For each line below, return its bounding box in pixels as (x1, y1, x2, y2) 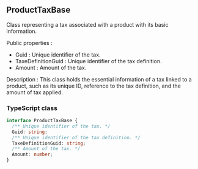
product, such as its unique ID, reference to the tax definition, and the (6, 82, 182, 89)
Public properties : (6, 39, 53, 46)
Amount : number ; (12, 151, 53, 157)
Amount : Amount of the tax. (15, 64, 87, 71)
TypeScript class (6, 103, 58, 112)
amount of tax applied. (6, 88, 63, 96)
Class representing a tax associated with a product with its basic (6, 21, 169, 28)
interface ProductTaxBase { (6, 118, 78, 124)
